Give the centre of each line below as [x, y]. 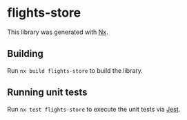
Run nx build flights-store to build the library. [75, 70]
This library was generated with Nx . [58, 32]
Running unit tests [47, 93]
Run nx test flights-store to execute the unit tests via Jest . [94, 109]
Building [25, 54]
